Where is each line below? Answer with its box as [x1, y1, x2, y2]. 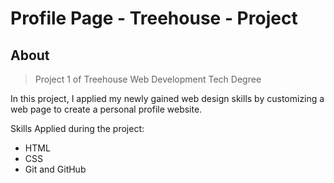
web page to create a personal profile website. [10, 103, 203, 115]
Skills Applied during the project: [10, 123, 145, 134]
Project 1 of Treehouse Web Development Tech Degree [34, 73, 262, 85]
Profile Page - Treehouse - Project [10, 7, 298, 30]
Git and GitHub [24, 163, 87, 175]
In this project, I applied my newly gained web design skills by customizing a [10, 93, 325, 104]
